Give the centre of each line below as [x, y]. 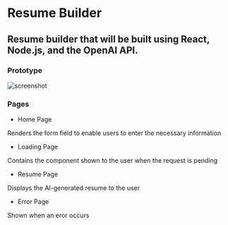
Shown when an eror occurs [48, 215]
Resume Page [38, 174]
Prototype [25, 70]
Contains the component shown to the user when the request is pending [113, 161]
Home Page [35, 120]
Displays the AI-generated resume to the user [74, 188]
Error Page [33, 202]
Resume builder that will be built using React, [109, 39]
